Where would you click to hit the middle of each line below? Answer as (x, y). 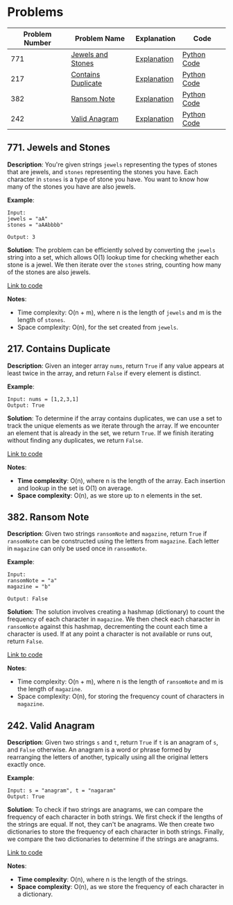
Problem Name (100, 38)
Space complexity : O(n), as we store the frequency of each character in (120, 887)
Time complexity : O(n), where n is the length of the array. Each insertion (121, 480)
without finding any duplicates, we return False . (75, 440)
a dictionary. (35, 894)
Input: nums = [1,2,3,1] (43, 399)
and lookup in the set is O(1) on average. (75, 488)
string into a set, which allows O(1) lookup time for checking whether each (113, 257)
